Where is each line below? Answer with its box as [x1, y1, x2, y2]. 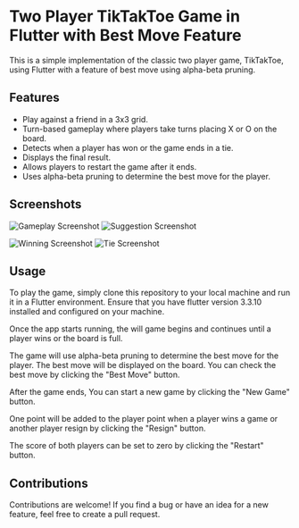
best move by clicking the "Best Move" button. [9, 369, 180, 381]
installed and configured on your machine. [9, 306, 165, 317]
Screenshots [9, 197, 82, 212]
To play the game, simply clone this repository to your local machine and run [9, 288, 291, 298]
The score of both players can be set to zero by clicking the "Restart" [9, 440, 265, 451]
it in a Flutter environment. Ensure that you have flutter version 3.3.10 [9, 297, 262, 307]
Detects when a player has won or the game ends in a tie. [21, 142, 234, 153]
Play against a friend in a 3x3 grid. [21, 113, 149, 124]
